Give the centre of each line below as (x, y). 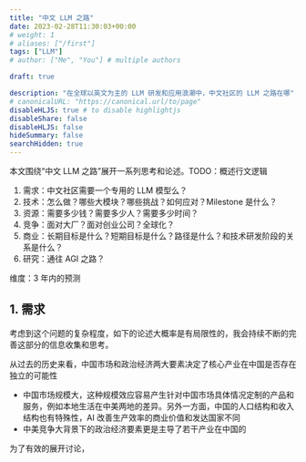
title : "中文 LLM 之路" (51, 18)
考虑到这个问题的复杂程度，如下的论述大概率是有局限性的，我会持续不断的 (149, 333)
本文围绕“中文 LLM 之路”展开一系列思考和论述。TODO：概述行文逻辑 (138, 171)
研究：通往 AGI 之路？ (64, 259)
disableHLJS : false (46, 127)
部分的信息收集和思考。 (69, 344)
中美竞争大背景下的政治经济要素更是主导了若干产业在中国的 (134, 428)
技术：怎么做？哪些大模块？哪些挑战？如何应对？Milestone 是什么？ (150, 202)
